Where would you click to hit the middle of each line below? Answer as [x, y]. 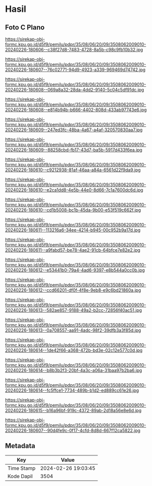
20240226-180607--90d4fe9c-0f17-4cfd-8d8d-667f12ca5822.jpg [73, 430]
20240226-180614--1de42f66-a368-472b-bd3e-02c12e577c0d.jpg [74, 350]
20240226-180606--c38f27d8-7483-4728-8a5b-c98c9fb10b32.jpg [74, 50]
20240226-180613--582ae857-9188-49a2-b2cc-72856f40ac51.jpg [74, 310]
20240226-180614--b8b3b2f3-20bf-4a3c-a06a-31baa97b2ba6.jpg [74, 370]
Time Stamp [22, 468]
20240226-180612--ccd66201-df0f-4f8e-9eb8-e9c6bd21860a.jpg [73, 290]
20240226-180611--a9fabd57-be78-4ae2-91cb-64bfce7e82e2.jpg [73, 250]
